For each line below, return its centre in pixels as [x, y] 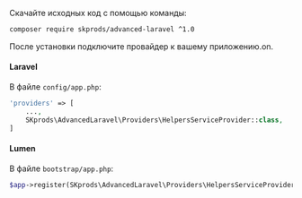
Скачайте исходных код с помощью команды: [98, 13]
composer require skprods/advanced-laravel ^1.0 [102, 30]
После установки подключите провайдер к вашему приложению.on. [142, 46]
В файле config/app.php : [55, 87]
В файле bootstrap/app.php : [62, 168]
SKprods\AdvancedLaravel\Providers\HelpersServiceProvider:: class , [154, 120]
